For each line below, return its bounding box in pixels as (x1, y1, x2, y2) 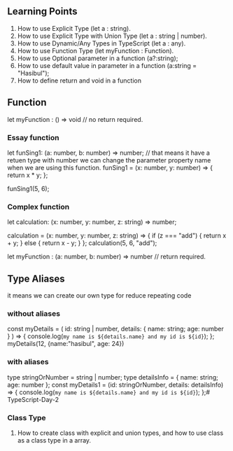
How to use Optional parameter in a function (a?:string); (17, 54, 178, 62)
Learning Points (7, 6, 78, 18)
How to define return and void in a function (17, 76, 142, 85)
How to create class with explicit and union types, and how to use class (17, 429, 224, 437)
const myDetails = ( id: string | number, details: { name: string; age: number (7, 325, 224, 333)
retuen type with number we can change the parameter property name (7, 155, 211, 164)
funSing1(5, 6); (7, 184, 50, 193)
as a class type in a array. (17, 436, 92, 444)
